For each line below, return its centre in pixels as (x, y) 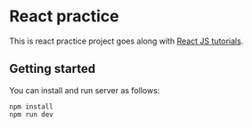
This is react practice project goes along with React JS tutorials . (126, 41)
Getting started (53, 69)
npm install (31, 107)
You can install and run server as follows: (85, 90)
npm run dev (31, 114)
